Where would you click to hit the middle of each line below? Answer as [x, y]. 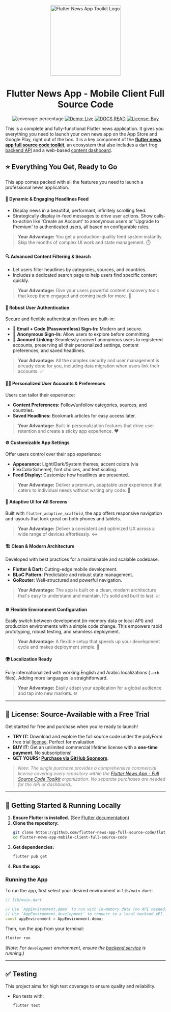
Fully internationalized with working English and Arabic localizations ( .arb [82, 672]
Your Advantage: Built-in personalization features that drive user [86, 425]
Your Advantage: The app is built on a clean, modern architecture [87, 590]
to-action [22, 221]
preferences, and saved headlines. [49, 350]
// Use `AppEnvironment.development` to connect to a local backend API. [85, 914]
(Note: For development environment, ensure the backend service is [76, 948]
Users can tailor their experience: [40, 395]
